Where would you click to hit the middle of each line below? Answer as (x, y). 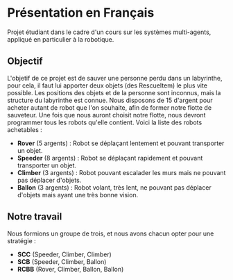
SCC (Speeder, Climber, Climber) (64, 254)
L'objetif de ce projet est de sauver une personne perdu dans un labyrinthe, (115, 78)
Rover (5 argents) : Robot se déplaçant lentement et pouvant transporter (121, 143)
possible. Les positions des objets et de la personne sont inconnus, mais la (114, 92)
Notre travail (35, 217)
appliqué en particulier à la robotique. (61, 39)
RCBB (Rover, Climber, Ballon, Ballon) (70, 269)
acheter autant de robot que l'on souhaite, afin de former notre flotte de (110, 107)
